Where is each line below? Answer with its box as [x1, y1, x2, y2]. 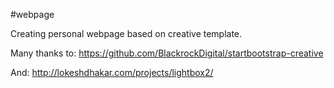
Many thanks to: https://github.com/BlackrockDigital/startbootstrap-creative [10, 47, 324, 59]
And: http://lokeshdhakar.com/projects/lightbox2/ [10, 67, 214, 78]
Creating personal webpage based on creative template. [10, 28, 243, 39]
